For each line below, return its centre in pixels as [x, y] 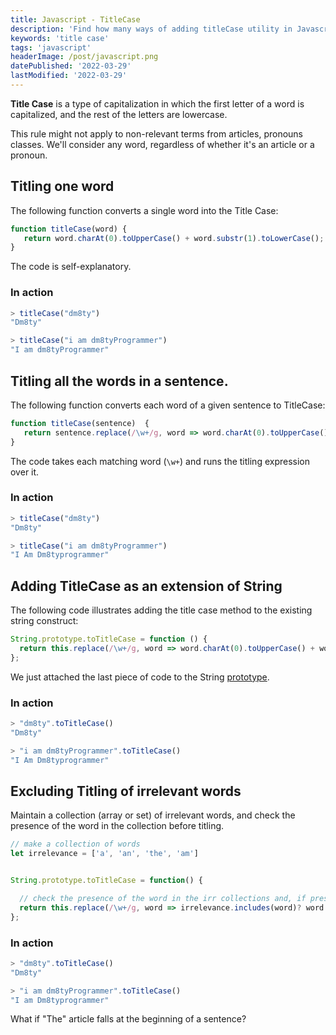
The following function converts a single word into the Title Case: [144, 210]
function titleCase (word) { [69, 229]
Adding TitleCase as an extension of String [146, 586]
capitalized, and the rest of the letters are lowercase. [119, 114]
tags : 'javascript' [51, 47]
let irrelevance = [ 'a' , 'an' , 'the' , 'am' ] [104, 854]
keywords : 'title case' [60, 38]
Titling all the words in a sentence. [119, 381]
